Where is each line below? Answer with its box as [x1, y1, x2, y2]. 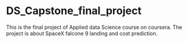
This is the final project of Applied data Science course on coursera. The [6, 24, 183, 31]
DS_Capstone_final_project [6, 4, 142, 18]
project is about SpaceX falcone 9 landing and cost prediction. [6, 29, 158, 37]
